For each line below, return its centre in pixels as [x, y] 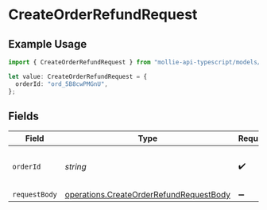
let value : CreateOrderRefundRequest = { [78, 76]
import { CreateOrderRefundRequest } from [79, 62]
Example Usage [48, 44]
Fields [24, 116]
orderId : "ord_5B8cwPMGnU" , [62, 84]
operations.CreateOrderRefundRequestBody [147, 195]
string [76, 167]
